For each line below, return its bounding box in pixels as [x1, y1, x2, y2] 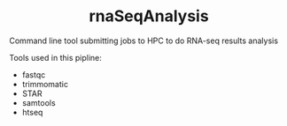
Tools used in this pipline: [9, 52, 102, 63]
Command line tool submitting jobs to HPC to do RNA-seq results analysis [9, 35, 279, 46]
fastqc [21, 69, 46, 80]
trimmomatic [21, 78, 69, 89]
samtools [21, 97, 56, 107]
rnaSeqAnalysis [88, 6, 210, 26]
